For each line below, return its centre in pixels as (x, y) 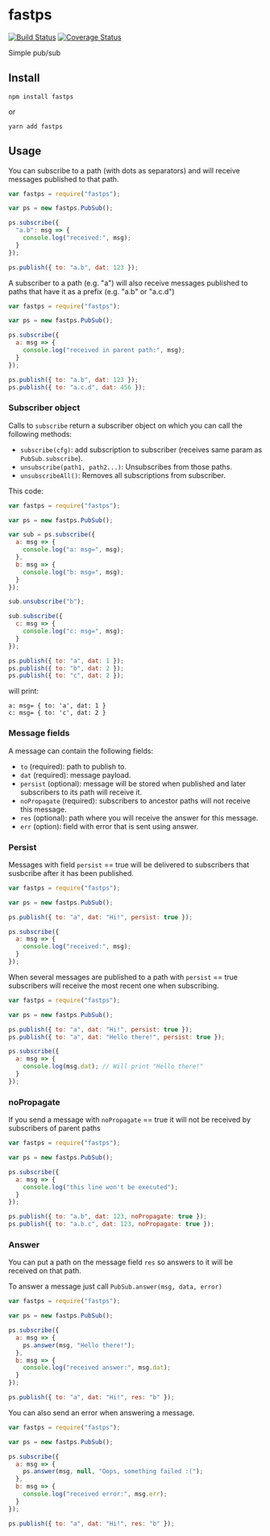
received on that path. (45, 1271)
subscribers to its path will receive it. (81, 792)
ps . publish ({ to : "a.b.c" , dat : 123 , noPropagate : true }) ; (112, 1224)
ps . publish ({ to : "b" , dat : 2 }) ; (66, 668)
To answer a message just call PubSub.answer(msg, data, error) (116, 1286)
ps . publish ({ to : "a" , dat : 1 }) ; (66, 661)
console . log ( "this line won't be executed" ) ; (101, 1187)
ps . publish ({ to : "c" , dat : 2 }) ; (66, 676)
